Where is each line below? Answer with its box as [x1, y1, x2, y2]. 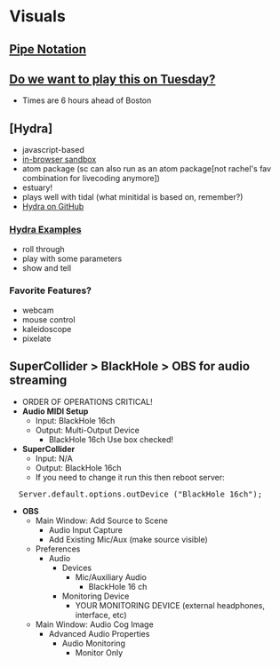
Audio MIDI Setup [21, 406, 89, 417]
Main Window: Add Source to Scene [35, 515, 169, 526]
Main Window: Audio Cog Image [35, 619, 154, 630]
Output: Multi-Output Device [35, 425, 140, 435]
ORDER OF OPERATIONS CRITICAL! [21, 396, 153, 407]
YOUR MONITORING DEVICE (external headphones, [75, 600, 265, 610]
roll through [21, 243, 65, 254]
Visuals [9, 6, 67, 27]
